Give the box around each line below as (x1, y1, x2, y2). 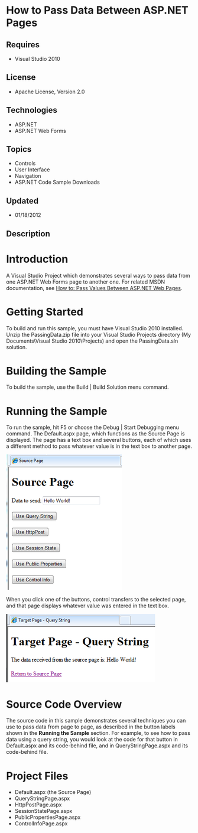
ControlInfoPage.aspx (14, 820, 68, 827)
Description (6, 229, 50, 239)
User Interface (14, 166, 50, 173)
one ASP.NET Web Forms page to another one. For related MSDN (6, 278, 165, 285)
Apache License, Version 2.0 (14, 88, 85, 95)
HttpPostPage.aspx (14, 801, 62, 808)
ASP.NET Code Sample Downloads (14, 178, 100, 186)
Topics (6, 144, 32, 154)
